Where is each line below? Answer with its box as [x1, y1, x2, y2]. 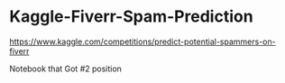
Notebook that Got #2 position [9, 63, 122, 74]
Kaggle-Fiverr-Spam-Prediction [9, 6, 254, 27]
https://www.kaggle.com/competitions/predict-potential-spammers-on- [9, 36, 277, 47]
